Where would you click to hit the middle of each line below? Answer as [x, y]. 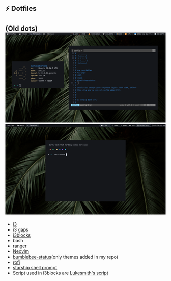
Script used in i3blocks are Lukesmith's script [60, 273]
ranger [20, 246]
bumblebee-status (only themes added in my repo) [65, 257]
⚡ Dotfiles [21, 8]
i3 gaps [21, 230]
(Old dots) [22, 28]
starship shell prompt [35, 268]
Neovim [21, 251]
